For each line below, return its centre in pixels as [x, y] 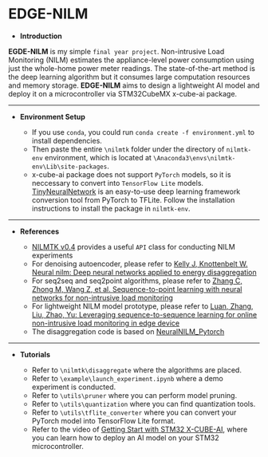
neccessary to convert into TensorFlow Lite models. [118, 183]
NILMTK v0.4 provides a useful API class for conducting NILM [133, 246]
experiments [52, 255]
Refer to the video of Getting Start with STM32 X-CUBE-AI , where [140, 429]
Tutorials [35, 354]
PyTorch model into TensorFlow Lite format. [103, 420]
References [39, 231]
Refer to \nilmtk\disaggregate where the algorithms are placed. [136, 370]
